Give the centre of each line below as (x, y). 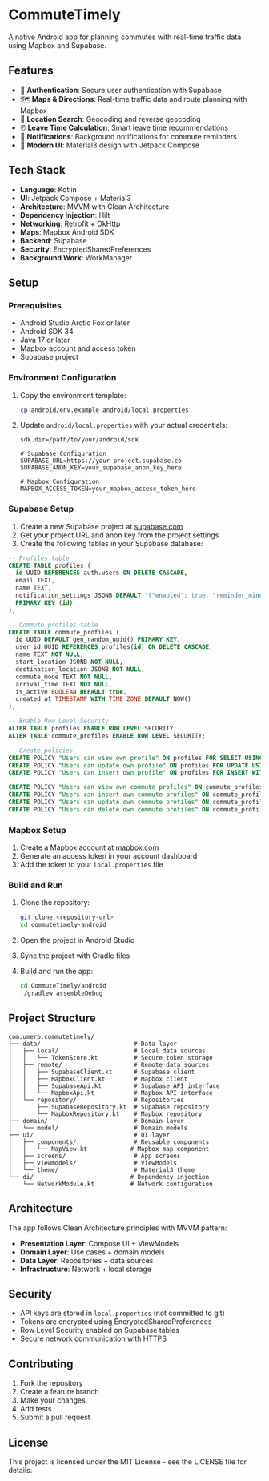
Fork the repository (52, 1383)
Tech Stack (37, 170)
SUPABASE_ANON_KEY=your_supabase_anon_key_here (100, 468)
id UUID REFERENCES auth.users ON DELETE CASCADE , (102, 573)
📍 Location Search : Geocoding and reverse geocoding (110, 119)
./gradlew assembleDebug (61, 994)
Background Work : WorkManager (76, 257)
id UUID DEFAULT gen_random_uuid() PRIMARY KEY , (98, 640)
